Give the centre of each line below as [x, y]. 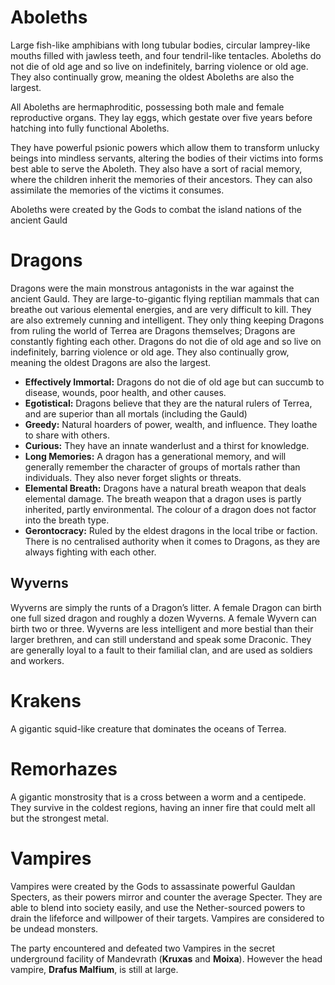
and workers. [37, 660]
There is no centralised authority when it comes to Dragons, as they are [172, 541]
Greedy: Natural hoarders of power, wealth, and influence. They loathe [171, 424]
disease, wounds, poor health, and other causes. [125, 392]
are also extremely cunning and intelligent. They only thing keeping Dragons [167, 320]
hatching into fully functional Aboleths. [90, 128]
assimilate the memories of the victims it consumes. [117, 190]
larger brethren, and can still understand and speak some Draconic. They [161, 639]
